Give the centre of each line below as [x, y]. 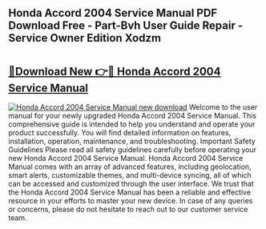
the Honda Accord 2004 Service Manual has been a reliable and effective [129, 192]
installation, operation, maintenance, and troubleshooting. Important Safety [132, 141]
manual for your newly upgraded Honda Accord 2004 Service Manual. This [133, 116]
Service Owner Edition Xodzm [85, 38]
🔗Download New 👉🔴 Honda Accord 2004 [115, 71]
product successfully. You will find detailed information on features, [120, 133]
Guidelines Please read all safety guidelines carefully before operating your [132, 150]
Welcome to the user [223, 107]
